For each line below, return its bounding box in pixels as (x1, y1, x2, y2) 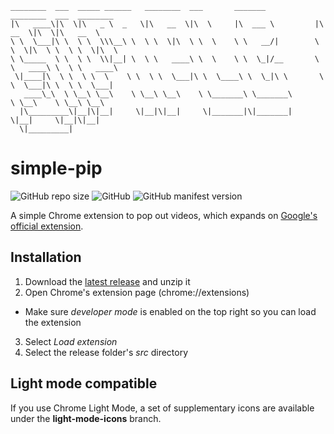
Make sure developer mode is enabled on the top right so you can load (24, 305, 317, 317)
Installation (10, 249, 82, 266)
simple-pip (10, 157, 103, 180)
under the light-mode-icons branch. (10, 412, 162, 424)
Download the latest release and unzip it (24, 275, 191, 287)
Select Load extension (24, 335, 118, 347)
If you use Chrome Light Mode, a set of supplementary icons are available (10, 402, 315, 414)
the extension (24, 316, 82, 328)
